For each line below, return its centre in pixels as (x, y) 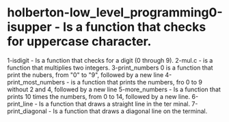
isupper (30, 27)
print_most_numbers (36, 82)
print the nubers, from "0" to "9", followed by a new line (85, 75)
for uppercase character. (79, 42)
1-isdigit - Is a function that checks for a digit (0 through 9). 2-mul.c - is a (110, 60)
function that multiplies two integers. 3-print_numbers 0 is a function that (110, 67)
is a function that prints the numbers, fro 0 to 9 (137, 82)
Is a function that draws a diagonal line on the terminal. (130, 111)
